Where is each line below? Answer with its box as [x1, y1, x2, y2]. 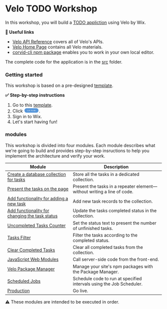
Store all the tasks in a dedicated [73, 171, 140, 177]
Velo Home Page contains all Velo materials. [12, 44, 103, 50]
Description [103, 164, 129, 170]
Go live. [73, 288, 88, 294]
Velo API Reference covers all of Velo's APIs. [12, 38, 104, 45]
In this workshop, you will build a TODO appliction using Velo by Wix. [5, 19, 146, 25]
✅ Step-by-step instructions [5, 92, 65, 98]
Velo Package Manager [7, 266, 55, 272]
